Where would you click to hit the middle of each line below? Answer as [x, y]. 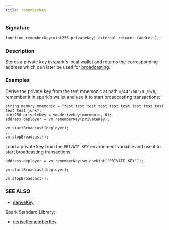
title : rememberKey [26, 10]
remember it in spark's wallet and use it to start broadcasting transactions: [83, 97]
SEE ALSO [18, 191]
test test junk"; [24, 110]
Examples [18, 80]
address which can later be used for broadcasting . [58, 67]
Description [20, 51]
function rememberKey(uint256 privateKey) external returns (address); [82, 38]
